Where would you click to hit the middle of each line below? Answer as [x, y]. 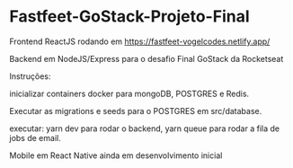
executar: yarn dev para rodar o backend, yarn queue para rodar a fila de [145, 128]
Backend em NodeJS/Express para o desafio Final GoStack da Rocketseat [146, 58]
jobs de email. [35, 137]
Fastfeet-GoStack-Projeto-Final [129, 17]
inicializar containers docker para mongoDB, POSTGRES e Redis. [129, 93]
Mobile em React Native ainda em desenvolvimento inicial [116, 155]
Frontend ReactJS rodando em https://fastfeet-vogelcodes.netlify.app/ [140, 41]
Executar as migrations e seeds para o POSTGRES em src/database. [136, 111]
